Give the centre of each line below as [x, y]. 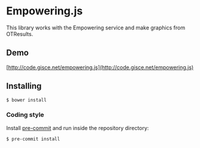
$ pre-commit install [33, 139]
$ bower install [26, 100]
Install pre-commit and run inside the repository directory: [78, 128]
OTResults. [20, 34]
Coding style [25, 115]
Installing [24, 86]
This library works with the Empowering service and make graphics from [96, 28]
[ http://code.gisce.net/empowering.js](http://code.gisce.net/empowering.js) [100, 67]
